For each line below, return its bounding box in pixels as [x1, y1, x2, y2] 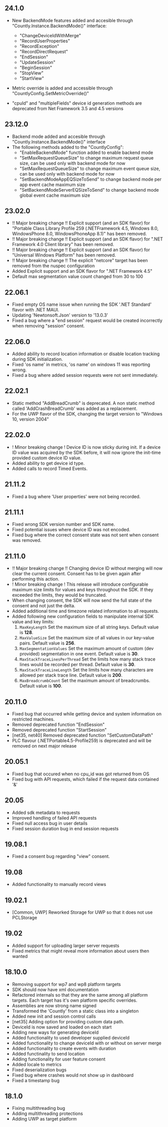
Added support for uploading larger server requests [12, 942, 119, 948]
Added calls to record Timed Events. [12, 465, 88, 471]
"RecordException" [19, 43, 59, 49]
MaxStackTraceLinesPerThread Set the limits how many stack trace [19, 656, 155, 662]
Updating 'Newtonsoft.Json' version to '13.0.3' [12, 312, 109, 318]
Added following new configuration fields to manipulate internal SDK [12, 613, 154, 619]
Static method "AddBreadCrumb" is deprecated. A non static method [12, 400, 155, 406]
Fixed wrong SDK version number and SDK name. [12, 521, 115, 527]
